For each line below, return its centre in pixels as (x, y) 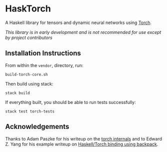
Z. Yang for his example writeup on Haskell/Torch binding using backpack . (82, 144)
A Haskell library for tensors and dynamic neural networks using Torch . (78, 22)
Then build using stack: (29, 83)
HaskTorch (28, 9)
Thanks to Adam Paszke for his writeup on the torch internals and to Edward (84, 138)
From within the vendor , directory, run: (44, 65)
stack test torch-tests (30, 111)
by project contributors (29, 37)
